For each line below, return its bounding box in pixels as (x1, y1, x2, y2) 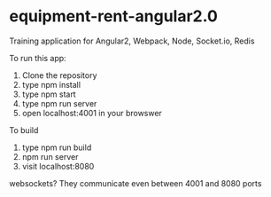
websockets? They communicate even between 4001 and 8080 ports (9, 177, 262, 188)
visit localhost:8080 (21, 161, 95, 171)
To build (9, 124, 39, 135)
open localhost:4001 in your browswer (21, 107, 162, 118)
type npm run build (21, 142, 92, 153)
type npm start (21, 89, 77, 99)
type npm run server (21, 98, 97, 108)
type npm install (21, 79, 81, 90)
